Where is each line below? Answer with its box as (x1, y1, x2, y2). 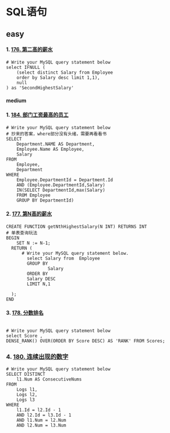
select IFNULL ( (6, 64, 45, 70)
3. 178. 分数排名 (6, 309, 44, 316)
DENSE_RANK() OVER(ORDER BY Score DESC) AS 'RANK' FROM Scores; (6, 338, 165, 344)
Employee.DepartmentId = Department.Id (16, 176, 114, 183)
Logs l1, (16, 387, 38, 393)
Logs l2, (16, 392, 38, 398)
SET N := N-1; (16, 240, 51, 246)
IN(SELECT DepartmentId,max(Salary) (16, 187, 106, 193)
